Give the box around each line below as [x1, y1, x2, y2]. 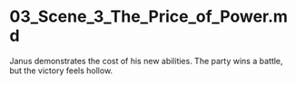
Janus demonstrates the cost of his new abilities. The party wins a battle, [9, 55, 283, 66]
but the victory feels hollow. [9, 65, 113, 76]
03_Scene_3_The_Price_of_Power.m [9, 6, 289, 27]
